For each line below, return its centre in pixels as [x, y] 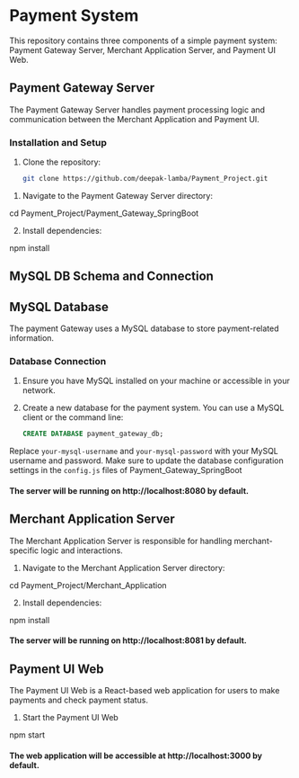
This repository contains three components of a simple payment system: [143, 40]
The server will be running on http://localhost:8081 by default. [128, 640]
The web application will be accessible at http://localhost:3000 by [136, 756]
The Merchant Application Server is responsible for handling [121, 541]
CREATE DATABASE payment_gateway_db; [93, 434]
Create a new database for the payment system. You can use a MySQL [153, 408]
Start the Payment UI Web [70, 718]
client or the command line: [73, 417]
